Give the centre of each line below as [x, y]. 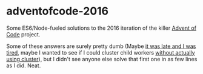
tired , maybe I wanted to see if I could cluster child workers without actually [101, 52]
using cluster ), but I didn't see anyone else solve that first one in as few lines [102, 59]
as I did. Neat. [24, 66]
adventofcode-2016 [58, 11]
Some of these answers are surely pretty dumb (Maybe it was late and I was [101, 46]
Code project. [23, 34]
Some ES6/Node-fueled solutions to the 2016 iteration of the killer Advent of [101, 28]
